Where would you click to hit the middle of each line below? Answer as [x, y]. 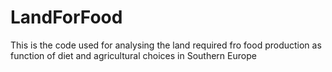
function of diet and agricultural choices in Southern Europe [133, 55]
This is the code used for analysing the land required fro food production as [166, 45]
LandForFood [66, 17]
